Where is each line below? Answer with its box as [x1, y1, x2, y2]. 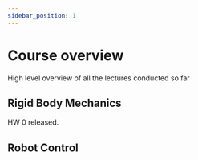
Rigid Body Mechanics [7, 96, 122, 109]
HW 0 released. [7, 117, 59, 127]
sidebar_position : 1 [7, 11, 77, 20]
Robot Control [7, 141, 79, 154]
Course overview [7, 46, 124, 64]
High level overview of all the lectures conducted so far [7, 73, 190, 83]
